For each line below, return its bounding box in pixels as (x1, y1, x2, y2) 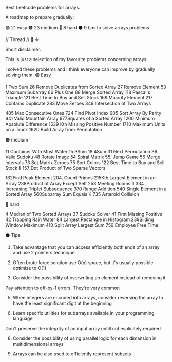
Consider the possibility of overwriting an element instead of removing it (12, 275, 166, 281)
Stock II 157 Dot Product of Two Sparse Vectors (5, 165, 106, 171)
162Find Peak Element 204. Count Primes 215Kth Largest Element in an (5, 175, 156, 181)
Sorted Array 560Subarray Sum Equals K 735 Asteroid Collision (5, 191, 140, 197)
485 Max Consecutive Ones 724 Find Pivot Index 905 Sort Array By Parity (5, 110, 162, 116)
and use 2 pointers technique (12, 250, 75, 255)
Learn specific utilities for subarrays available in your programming (12, 310, 155, 316)
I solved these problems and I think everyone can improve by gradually (5, 66, 155, 72)
